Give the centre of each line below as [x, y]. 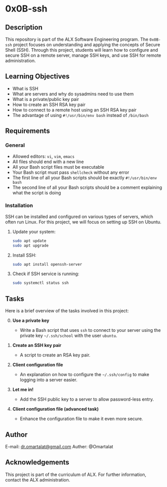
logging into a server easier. [48, 380]
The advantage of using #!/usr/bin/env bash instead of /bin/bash [80, 115]
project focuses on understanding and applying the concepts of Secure [87, 45]
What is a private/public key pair [45, 99]
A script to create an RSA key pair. [55, 355]
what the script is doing [37, 193]
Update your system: [34, 231]
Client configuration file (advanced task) [55, 409]
